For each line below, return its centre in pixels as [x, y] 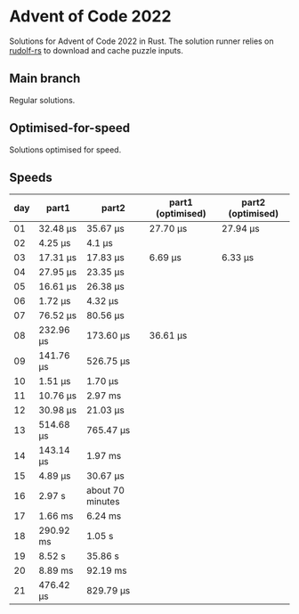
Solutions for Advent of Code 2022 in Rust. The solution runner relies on [141, 41]
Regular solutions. [42, 100]
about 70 [105, 490]
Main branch [45, 79]
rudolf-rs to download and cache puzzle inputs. [97, 50]
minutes [103, 502]
